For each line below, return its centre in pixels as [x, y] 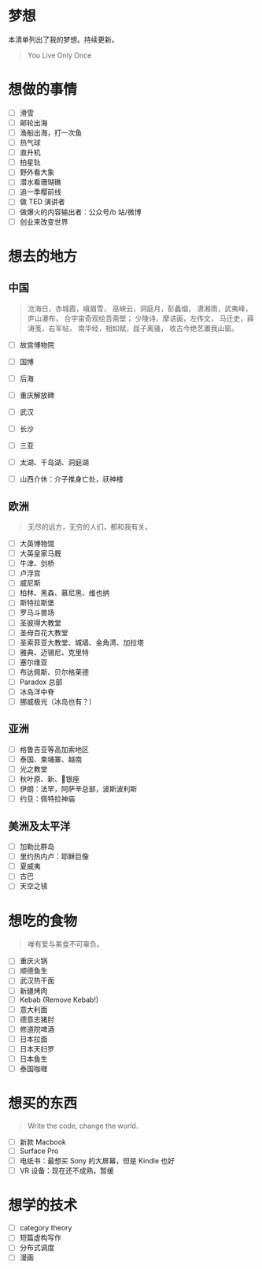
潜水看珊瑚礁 [40, 182]
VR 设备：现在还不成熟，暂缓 [66, 1170]
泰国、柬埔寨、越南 [51, 759]
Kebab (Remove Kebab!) [59, 999]
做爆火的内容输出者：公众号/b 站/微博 [80, 212]
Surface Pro [39, 1151]
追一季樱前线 [40, 192]
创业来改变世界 [44, 221]
